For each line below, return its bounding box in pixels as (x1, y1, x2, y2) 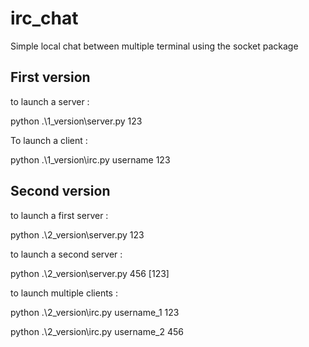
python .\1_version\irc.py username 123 (10, 153, 171, 166)
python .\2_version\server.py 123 (10, 228, 145, 241)
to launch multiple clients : (10, 287, 118, 299)
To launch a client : (10, 134, 88, 146)
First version (10, 69, 91, 86)
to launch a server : (10, 95, 90, 107)
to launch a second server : (10, 248, 123, 260)
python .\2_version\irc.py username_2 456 (10, 325, 184, 337)
